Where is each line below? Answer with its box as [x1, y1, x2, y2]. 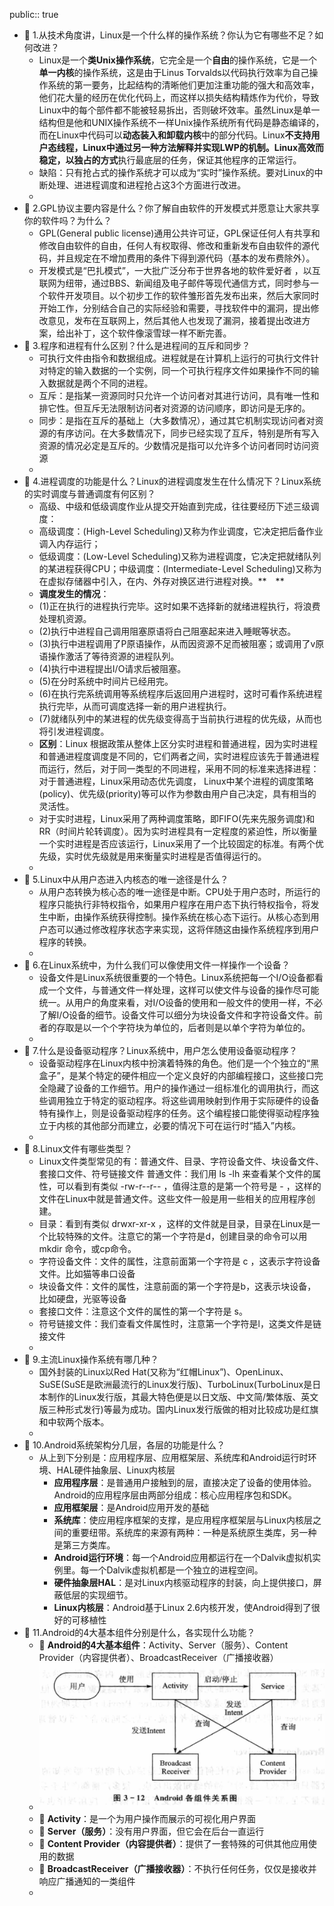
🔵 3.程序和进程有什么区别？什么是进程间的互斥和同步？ [23, 340, 251, 351]
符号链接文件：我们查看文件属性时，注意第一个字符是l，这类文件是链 [38, 1318, 322, 1329]
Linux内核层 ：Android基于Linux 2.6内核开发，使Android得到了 [53, 1602, 312, 1613]
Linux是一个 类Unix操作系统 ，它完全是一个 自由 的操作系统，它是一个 [38, 54, 317, 66]
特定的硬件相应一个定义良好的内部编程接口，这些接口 [95, 1070, 315, 1081]
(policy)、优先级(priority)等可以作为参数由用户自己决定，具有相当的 [38, 788, 317, 799]
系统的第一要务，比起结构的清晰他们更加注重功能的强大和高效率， [47, 79, 320, 91]
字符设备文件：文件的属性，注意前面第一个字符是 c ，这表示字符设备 [38, 1255, 321, 1267]
